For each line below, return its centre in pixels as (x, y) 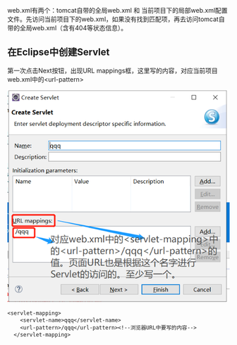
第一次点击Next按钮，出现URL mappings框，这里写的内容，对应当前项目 (113, 70)
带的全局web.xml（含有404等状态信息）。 (67, 28)
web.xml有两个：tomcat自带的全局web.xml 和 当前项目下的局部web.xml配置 (117, 10)
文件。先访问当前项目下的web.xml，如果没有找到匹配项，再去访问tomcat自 (116, 19)
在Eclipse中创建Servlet (59, 52)
